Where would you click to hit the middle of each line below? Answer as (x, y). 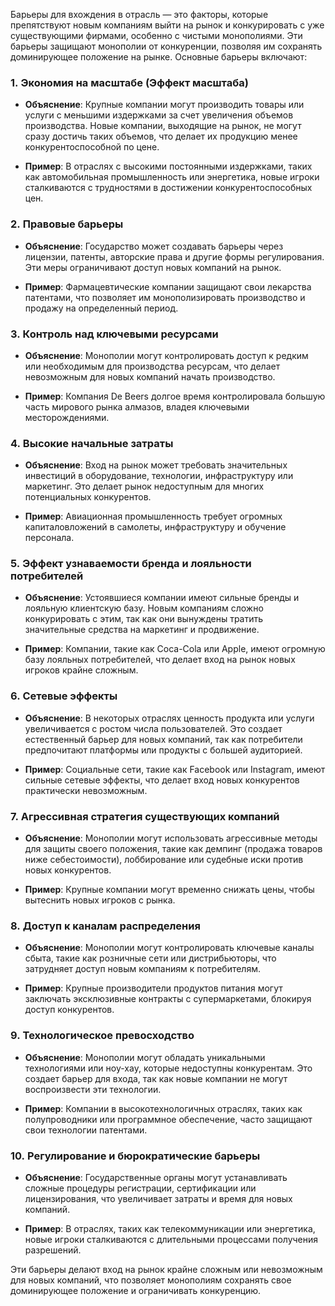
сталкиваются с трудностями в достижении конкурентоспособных (168, 188)
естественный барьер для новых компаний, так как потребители (163, 739)
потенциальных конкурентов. (88, 497)
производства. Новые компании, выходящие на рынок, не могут (163, 126)
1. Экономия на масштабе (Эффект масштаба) (129, 82)
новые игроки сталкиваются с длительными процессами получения (171, 1239)
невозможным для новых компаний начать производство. (150, 376)
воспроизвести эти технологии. (93, 1089)
